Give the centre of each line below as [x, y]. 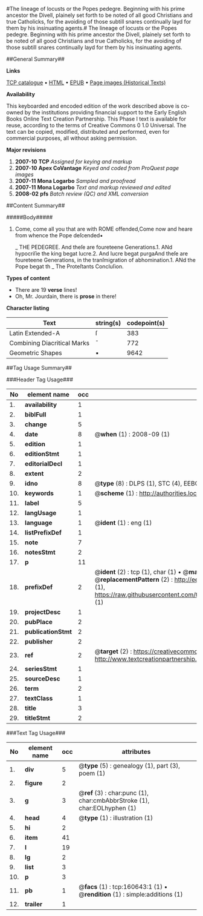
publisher [39, 641]
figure [34, 783]
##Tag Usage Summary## [39, 368]
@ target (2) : [113, 651]
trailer [34, 904]
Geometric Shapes [36, 353]
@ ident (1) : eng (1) [123, 523]
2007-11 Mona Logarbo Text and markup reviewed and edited [93, 187]
